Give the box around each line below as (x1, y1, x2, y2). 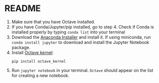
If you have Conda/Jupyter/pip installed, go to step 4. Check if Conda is (11, 24, 154, 29)
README (4, 3, 41, 14)
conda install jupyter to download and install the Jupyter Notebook (11, 39, 149, 45)
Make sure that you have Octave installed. (11, 19, 95, 25)
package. (11, 44, 30, 50)
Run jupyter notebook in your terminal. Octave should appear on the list (11, 67, 153, 73)
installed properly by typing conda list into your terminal (11, 29, 125, 35)
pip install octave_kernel (11, 59, 66, 64)
